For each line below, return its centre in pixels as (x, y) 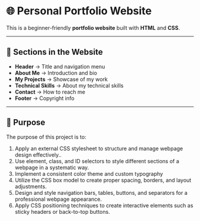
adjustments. (31, 186)
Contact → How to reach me (50, 92)
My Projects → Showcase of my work (61, 79)
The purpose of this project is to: (46, 137)
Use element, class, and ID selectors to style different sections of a (97, 161)
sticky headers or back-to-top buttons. (62, 211)
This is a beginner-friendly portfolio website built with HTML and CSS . (93, 27)
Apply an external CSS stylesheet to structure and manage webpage (99, 148)
